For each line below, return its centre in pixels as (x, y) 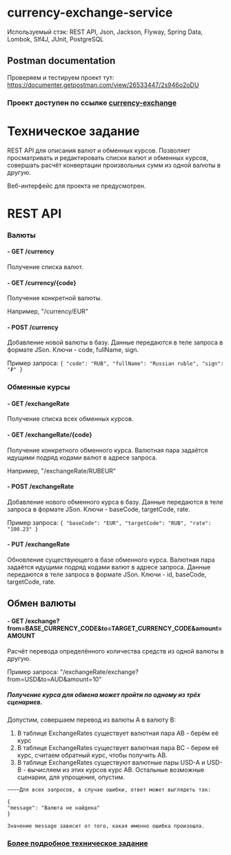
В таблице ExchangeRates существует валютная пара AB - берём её (118, 733)
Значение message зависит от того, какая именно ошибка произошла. (106, 826)
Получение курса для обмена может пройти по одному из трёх (104, 695)
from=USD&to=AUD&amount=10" (54, 679)
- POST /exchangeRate (41, 487)
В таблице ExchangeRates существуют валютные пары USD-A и (111, 762)
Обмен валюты (42, 603)
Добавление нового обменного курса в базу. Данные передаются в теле (115, 502)
